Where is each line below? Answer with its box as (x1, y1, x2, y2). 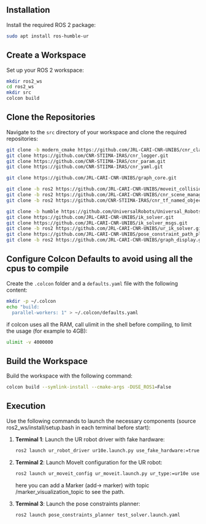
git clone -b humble (6, 208, 59, 215)
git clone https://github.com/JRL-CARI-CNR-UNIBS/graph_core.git (6, 175, 177, 181)
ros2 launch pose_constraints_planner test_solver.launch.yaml (15, 512, 181, 518)
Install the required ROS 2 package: (6, 21, 96, 28)
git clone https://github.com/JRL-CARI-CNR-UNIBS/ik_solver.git (6, 214, 174, 220)
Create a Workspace (6, 50, 86, 61)
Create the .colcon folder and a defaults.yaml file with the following (6, 279, 178, 287)
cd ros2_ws (6, 84, 34, 90)
